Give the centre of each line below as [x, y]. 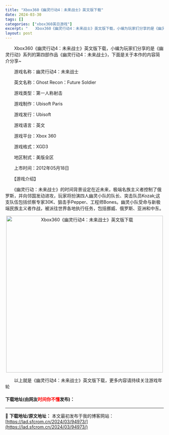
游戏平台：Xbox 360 [35, 136]
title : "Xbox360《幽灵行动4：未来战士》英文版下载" [54, 10]
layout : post [19, 33]
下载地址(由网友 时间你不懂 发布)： [40, 399]
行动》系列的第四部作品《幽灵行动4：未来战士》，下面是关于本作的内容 [82, 54]
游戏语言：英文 [29, 125]
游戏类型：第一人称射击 [38, 93]
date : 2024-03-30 [23, 15]
